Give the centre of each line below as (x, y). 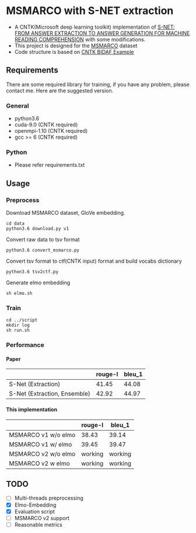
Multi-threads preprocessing (49, 498)
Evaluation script (35, 511)
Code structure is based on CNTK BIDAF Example (74, 51)
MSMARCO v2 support (42, 518)
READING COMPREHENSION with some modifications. (80, 39)
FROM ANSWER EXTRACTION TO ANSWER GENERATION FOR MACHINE (102, 33)
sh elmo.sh (19, 294)
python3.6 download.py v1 (37, 229)
